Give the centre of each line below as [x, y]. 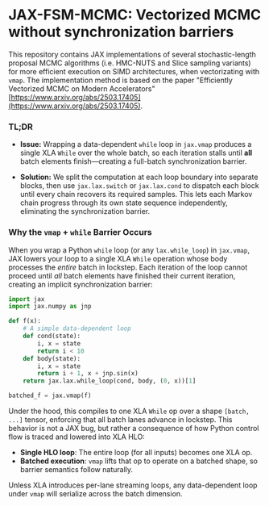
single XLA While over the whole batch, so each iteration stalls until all [136, 153]
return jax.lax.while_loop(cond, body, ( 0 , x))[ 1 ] [110, 381]
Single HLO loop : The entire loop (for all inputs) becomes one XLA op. [136, 453]
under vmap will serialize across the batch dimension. [95, 494]
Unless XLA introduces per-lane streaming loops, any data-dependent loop [133, 485]
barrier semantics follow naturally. [77, 470]
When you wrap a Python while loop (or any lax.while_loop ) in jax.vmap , [129, 250]
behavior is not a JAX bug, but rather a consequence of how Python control [134, 429]
